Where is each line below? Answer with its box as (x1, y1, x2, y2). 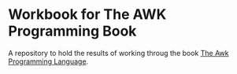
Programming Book (8, 22, 137, 40)
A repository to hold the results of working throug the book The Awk (8, 48, 229, 57)
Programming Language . (8, 57, 89, 66)
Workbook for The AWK (8, 6, 167, 24)
